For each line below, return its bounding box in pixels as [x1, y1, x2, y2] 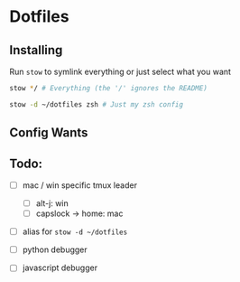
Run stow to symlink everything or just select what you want [9, 66, 232, 77]
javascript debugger [22, 262, 97, 273]
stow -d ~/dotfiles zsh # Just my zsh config [9, 99, 183, 109]
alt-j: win [35, 198, 69, 209]
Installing [9, 42, 63, 58]
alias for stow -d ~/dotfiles [22, 226, 128, 237]
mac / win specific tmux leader [22, 179, 138, 191]
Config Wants [9, 125, 88, 141]
